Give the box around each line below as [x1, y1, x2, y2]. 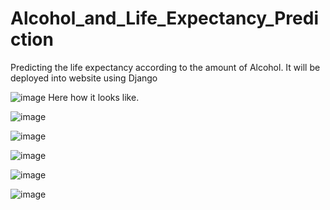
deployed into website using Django [10, 72, 158, 84]
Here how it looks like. [48, 91, 140, 103]
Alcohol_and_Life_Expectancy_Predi [10, 7, 319, 30]
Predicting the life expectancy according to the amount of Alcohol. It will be [10, 61, 321, 73]
